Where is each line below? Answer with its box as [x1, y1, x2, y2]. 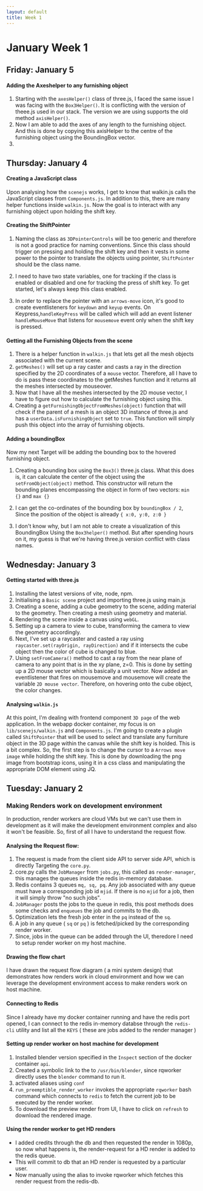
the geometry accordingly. [15, 629, 82, 636]
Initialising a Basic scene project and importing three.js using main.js [15, 596, 186, 604]
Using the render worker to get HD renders [6, 1125, 116, 1133]
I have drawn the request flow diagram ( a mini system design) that [6, 967, 173, 974]
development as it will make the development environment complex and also [6, 822, 197, 829]
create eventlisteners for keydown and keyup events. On [15, 304, 151, 311]
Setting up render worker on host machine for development [6, 1040, 159, 1047]
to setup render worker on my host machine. [15, 939, 127, 946]
